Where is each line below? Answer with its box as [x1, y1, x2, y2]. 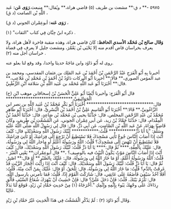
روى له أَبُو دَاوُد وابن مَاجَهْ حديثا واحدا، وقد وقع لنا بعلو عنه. [6, 60, 114, 65]
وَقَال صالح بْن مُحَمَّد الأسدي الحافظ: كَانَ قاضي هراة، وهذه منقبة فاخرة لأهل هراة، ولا [6, 39, 164, 45]
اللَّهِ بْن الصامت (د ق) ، [6, 10, 48, 16]
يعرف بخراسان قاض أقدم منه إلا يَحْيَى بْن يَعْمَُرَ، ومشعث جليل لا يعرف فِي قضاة [6, 45, 153, 50]
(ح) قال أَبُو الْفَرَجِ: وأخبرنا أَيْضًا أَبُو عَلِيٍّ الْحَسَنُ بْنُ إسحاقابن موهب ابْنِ [6, 90, 135, 96]
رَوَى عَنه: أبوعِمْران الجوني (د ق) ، [6, 20, 69, 25]
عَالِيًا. [6, 187, 16, 193]
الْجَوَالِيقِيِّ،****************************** [6, 96, 92, 101]
